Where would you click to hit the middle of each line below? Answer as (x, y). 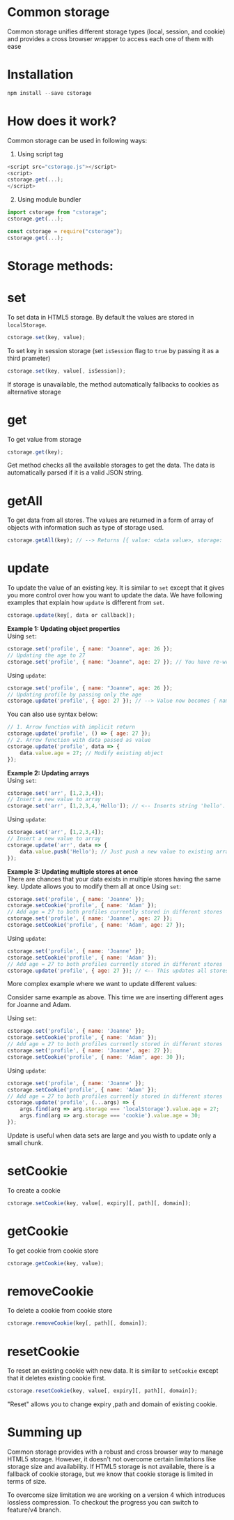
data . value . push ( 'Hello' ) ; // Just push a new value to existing (117, 851)
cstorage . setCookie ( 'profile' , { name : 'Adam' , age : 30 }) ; (96, 1057)
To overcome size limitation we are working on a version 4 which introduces (116, 1495)
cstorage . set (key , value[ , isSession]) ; (67, 371)
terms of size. (27, 1482)
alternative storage (34, 392)
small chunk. (25, 1142)
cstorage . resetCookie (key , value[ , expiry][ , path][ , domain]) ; (102, 1391)
